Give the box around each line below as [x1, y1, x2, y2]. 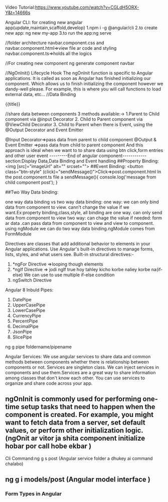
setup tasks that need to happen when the [21, 402, 155, 411]
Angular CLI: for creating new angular [5, 20, 83, 25]
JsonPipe [12, 329, 32, 334]
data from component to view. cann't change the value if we [5, 204, 129, 210]
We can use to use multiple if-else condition [24, 272, 115, 278]
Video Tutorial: [5, 5, 36, 10]
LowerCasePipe [12, 307, 46, 313]
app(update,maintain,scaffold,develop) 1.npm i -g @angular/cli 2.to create [5, 25, 158, 31]
